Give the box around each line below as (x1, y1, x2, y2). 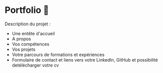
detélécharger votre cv (11, 62, 59, 68)
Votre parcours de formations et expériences (11, 52, 104, 58)
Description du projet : (4, 21, 51, 27)
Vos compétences (11, 41, 49, 47)
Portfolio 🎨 (4, 4, 49, 16)
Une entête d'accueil (11, 30, 55, 36)
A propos (11, 36, 31, 42)
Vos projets (11, 46, 35, 52)
